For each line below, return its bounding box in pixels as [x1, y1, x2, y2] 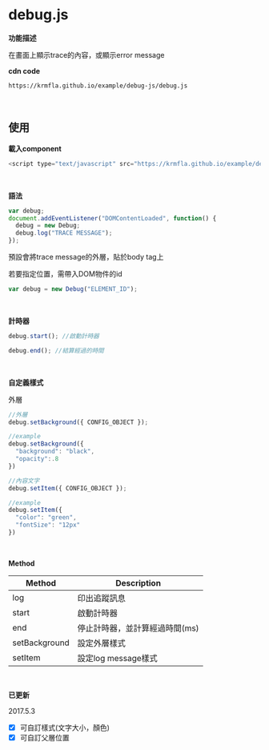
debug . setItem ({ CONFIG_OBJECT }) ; [8, 484, 127, 492]
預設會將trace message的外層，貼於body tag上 [8, 252, 164, 261]
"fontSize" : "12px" [15, 521, 81, 530]
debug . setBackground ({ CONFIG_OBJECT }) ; [8, 418, 149, 426]
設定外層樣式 [77, 637, 126, 648]
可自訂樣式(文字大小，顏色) [19, 723, 110, 732]
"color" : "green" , [15, 514, 78, 522]
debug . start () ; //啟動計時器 [8, 332, 100, 340]
